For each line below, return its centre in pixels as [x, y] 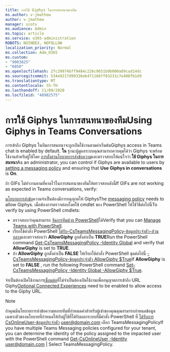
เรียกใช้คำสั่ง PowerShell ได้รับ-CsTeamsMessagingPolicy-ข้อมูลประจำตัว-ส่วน [86, 231]
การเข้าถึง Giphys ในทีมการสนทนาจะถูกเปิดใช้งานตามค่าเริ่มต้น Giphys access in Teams [84, 145]
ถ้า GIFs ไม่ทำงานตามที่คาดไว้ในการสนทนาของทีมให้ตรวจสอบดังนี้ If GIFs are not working [84, 183]
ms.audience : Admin [26, 29]
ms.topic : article [25, 34]
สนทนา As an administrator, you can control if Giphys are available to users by [85, 163]
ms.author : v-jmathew [28, 15]
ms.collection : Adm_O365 [31, 52]
